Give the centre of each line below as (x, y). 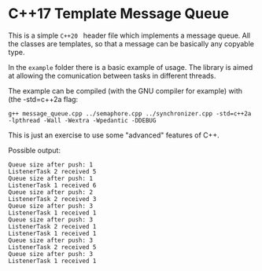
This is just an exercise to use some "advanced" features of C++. (114, 135)
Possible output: (35, 150)
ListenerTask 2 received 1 (52, 226)
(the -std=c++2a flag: (43, 99)
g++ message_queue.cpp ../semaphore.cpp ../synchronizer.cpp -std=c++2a (130, 114)
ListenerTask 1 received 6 (52, 185)
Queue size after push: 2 (50, 192)
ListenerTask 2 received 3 (52, 199)
